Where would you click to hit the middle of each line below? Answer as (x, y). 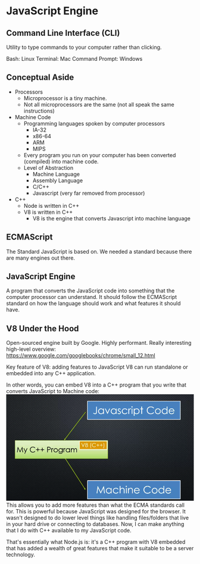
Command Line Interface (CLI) (63, 33)
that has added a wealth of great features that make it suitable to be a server (100, 549)
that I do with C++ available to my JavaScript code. (69, 531)
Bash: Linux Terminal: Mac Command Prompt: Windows (74, 59)
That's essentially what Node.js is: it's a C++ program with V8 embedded (96, 542)
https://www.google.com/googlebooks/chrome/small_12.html (81, 356)
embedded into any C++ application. (51, 373)
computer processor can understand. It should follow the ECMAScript (92, 297)
